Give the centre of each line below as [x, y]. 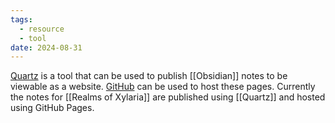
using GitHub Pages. [52, 108]
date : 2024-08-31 [46, 47]
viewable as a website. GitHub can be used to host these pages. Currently [163, 87]
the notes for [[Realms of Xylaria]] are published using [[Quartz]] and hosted [168, 97]
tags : [21, 19]
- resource [42, 29]
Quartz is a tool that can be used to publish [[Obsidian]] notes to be [149, 76]
